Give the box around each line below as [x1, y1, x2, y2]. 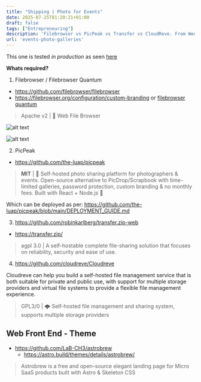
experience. [6, 291, 36, 298]
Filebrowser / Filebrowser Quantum [14, 76, 102, 83]
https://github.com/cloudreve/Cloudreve [14, 260, 115, 267]
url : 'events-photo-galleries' [6, 37, 84, 43]
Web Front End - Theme [6, 329, 97, 339]
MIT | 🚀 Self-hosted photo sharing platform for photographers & [20, 170, 178, 177]
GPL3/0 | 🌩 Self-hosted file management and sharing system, [20, 303, 175, 310]
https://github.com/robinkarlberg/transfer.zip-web [14, 219, 139, 226]
